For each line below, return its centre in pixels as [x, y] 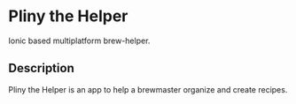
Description [41, 68]
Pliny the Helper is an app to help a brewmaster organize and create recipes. [148, 89]
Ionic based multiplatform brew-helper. [79, 41]
